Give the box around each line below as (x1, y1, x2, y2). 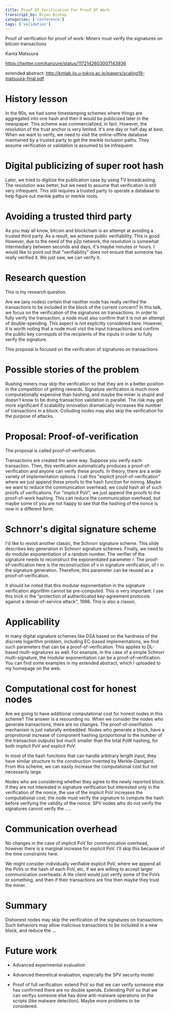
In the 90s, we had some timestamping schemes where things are (5, 110, 143, 116)
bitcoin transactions (5, 41, 47, 47)
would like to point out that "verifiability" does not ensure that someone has (5, 249, 163, 255)
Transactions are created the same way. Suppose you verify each (5, 457, 142, 463)
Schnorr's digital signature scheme (5, 524, 157, 535)
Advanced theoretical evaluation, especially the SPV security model (12, 971, 154, 978)
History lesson (5, 93, 68, 105)
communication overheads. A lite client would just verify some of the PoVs (5, 871, 160, 877)
